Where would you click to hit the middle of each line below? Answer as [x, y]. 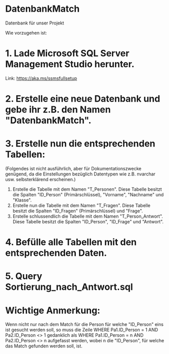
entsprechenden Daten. [56, 253]
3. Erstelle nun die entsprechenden [80, 144]
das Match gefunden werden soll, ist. [44, 346]
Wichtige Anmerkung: [53, 310]
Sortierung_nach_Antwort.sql [69, 287]
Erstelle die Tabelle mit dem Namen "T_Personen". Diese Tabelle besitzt [87, 189]
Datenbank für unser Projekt [35, 23]
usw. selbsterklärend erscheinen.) [40, 179]
